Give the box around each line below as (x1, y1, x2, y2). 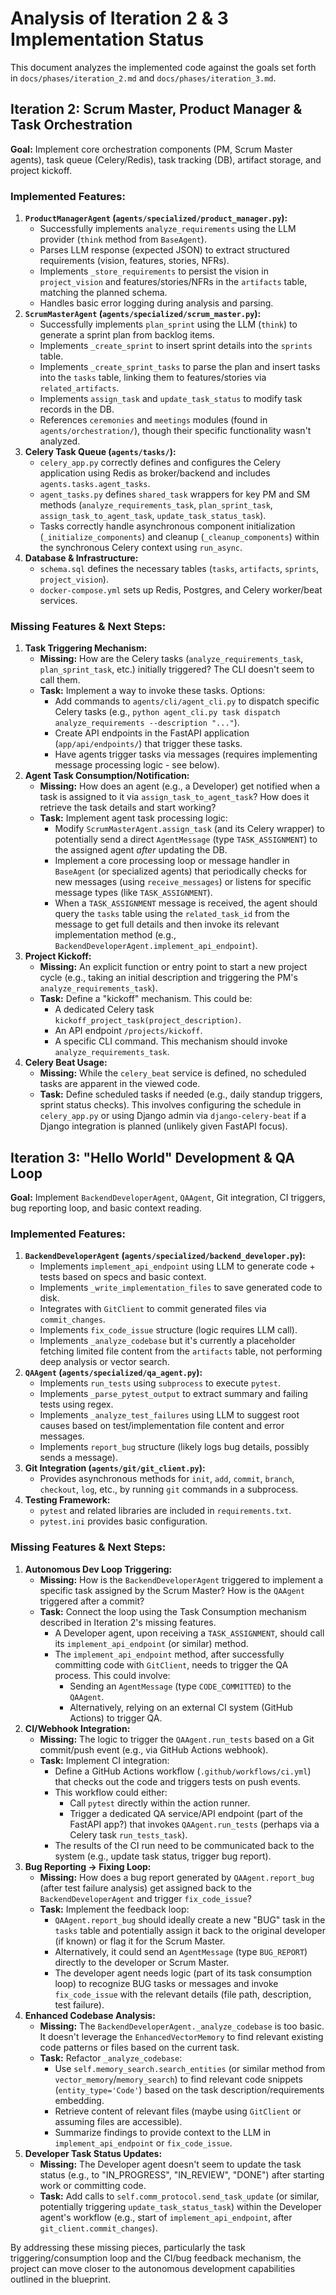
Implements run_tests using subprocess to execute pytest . (39, 1377, 281, 1389)
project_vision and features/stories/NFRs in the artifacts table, (39, 276, 308, 288)
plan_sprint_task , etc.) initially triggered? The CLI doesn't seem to (39, 663, 315, 676)
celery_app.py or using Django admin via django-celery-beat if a (39, 1110, 307, 1122)
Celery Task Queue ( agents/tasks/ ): (24, 446, 177, 458)
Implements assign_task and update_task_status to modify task (39, 393, 303, 405)
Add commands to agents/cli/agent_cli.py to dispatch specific (54, 695, 320, 707)
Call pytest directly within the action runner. (69, 1797, 251, 1809)
